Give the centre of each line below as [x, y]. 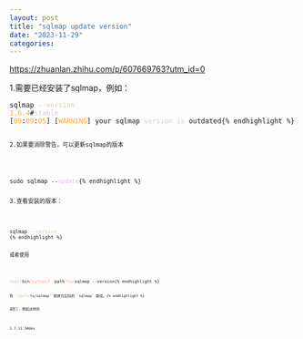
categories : [32, 43]
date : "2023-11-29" [46, 35]
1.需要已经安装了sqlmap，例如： [70, 88]
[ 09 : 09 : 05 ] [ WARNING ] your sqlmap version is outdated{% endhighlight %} [152, 121]
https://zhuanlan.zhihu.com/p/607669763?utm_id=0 [107, 69]
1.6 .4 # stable [34, 113]
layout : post [34, 18]
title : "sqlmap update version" [71, 26]
